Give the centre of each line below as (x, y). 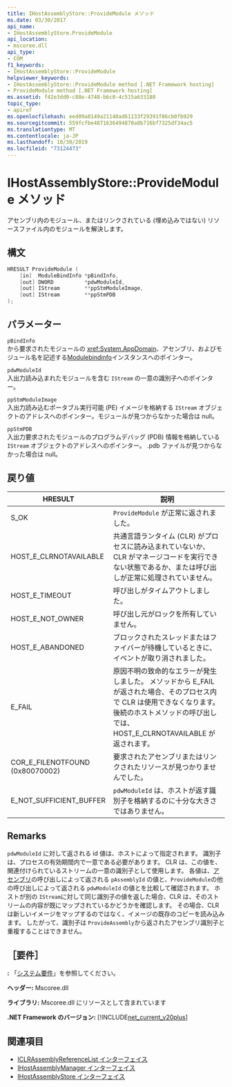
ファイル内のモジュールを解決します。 (73, 228)
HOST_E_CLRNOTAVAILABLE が (164, 733)
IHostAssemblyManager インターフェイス (76, 1068)
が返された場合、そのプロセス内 (165, 691)
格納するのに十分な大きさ (175, 801)
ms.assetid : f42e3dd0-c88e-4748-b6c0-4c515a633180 (81, 98)
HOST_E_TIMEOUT (41, 595)
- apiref (20, 110)
